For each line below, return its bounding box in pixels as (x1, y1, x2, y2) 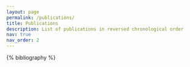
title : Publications (6, 20, 59, 26)
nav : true (6, 32, 32, 38)
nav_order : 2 (6, 37, 40, 43)
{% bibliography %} (6, 54, 56, 61)
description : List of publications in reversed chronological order (6, 26, 184, 32)
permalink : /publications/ (6, 15, 75, 21)
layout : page (6, 9, 40, 15)
